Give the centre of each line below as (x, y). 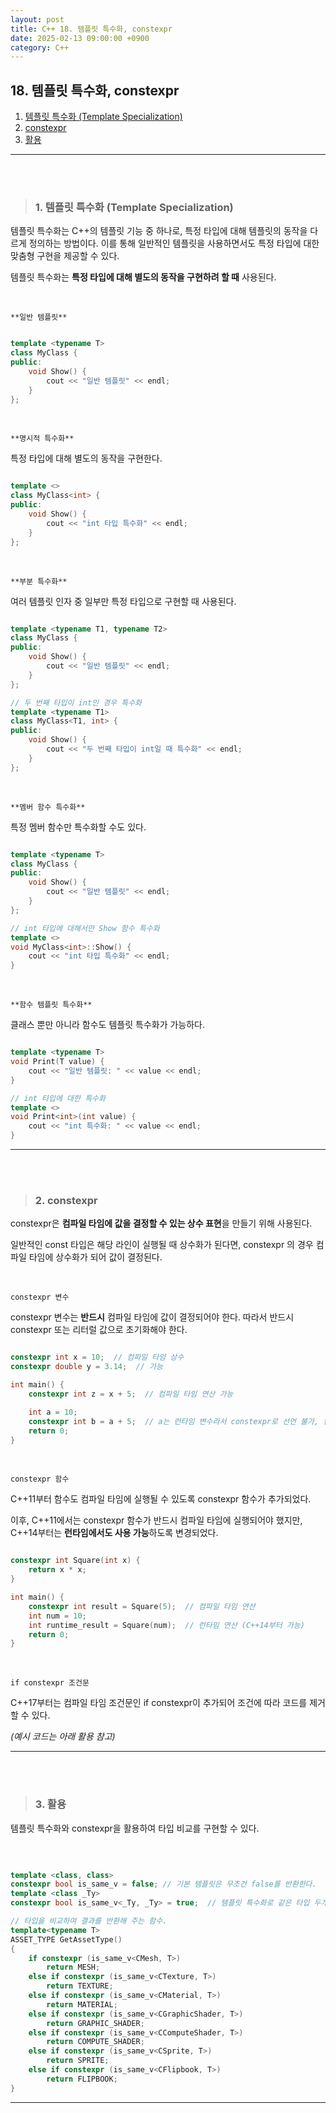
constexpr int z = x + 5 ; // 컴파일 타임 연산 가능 (131, 1394)
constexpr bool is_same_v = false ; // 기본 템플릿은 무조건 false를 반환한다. (163, 1884)
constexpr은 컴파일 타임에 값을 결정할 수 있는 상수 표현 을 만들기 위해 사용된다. (161, 1223)
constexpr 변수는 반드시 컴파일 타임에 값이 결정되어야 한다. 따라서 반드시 (152, 1317)
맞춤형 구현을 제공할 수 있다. (65, 256)
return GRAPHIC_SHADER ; (95, 2023)
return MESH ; (73, 1967)
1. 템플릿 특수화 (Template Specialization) (134, 207)
